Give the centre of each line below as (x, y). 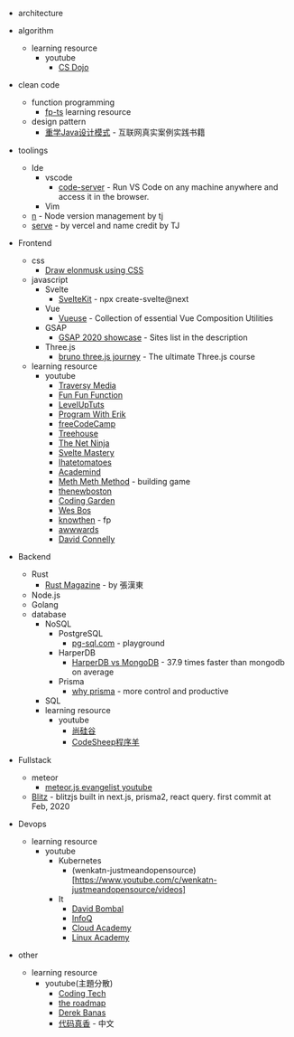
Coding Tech (82, 993)
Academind (80, 472)
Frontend (35, 243)
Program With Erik (92, 414)
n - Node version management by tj (97, 216)
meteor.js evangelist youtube (99, 787)
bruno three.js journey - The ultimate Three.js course (156, 357)
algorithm (36, 30)
